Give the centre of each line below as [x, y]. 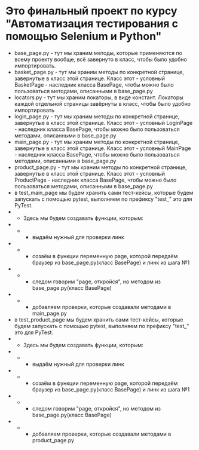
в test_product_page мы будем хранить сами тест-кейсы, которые [99, 319]
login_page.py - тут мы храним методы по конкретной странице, [97, 116]
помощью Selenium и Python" [84, 36]
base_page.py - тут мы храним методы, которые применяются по [98, 53]
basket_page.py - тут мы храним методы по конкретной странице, [99, 72]
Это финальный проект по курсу [91, 11]
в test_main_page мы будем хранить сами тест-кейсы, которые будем [104, 192]
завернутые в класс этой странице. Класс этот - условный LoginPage [103, 123]
